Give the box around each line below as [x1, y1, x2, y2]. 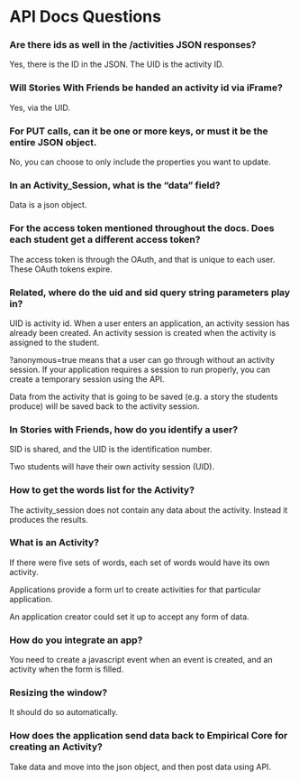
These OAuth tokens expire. [9, 264, 113, 274]
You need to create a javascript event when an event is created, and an [9, 655, 273, 665]
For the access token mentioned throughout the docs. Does [9, 222, 275, 235]
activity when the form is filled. [9, 664, 124, 674]
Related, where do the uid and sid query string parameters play [9, 286, 291, 299]
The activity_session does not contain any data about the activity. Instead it [9, 504, 288, 516]
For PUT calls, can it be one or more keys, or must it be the [9, 125, 268, 137]
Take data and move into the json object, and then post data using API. [9, 761, 272, 772]
